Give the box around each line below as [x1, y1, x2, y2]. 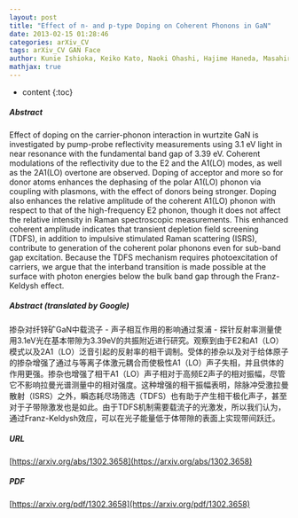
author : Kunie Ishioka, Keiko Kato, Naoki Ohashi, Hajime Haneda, [9, 54, 260, 63]
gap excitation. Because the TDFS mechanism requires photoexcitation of [9, 252, 278, 263]
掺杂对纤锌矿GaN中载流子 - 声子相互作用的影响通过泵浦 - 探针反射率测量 [9, 324, 275, 334]
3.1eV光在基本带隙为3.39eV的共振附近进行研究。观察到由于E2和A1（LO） [16, 334, 284, 346]
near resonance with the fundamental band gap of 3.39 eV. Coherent [9, 148, 261, 159]
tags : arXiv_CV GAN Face [9, 46, 101, 55]
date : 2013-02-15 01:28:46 [9, 29, 109, 38]
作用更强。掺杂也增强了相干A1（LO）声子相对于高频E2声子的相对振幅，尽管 [9, 368, 286, 379]
